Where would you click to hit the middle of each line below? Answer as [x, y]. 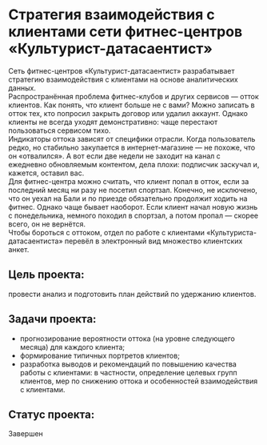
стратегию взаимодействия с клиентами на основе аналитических [123, 79]
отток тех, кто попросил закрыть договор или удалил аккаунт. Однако [128, 113]
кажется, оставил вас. [46, 173]
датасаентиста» [36, 241]
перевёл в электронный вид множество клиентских [153, 241]
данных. [22, 88]
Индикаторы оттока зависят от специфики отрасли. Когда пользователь [132, 138]
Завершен [26, 434]
